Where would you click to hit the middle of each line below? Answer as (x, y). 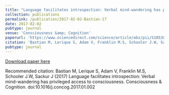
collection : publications (32, 14)
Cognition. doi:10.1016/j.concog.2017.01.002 (50, 87)
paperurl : (16, 38)
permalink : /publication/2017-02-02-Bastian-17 (56, 19)
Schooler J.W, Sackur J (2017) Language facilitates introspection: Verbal (80, 76)
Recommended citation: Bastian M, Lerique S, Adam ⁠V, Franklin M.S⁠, (76, 71)
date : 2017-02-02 (23, 24)
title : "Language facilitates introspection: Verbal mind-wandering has (83, 10)
